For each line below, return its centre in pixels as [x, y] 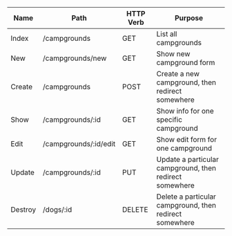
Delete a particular [186, 197]
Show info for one [185, 111]
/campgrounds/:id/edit [79, 144]
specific [170, 119]
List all [167, 34]
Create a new [178, 74]
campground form [186, 63]
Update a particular [188, 160]
